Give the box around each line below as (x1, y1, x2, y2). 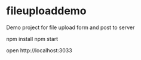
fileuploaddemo (6, 4, 87, 18)
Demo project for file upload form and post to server (6, 24, 135, 31)
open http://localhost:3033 (6, 46, 73, 54)
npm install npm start (6, 35, 59, 42)
